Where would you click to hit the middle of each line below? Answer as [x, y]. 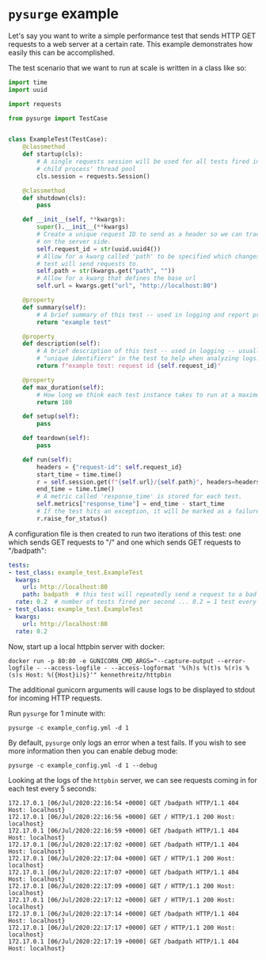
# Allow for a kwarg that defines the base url [116, 279]
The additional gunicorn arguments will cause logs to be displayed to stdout [132, 689]
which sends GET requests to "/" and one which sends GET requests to [125, 542]
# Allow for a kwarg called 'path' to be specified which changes [148, 256]
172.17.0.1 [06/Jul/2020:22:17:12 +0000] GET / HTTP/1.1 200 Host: [122, 900]
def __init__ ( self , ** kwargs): [74, 220]
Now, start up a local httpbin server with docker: [87, 647]
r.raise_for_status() [72, 518]
